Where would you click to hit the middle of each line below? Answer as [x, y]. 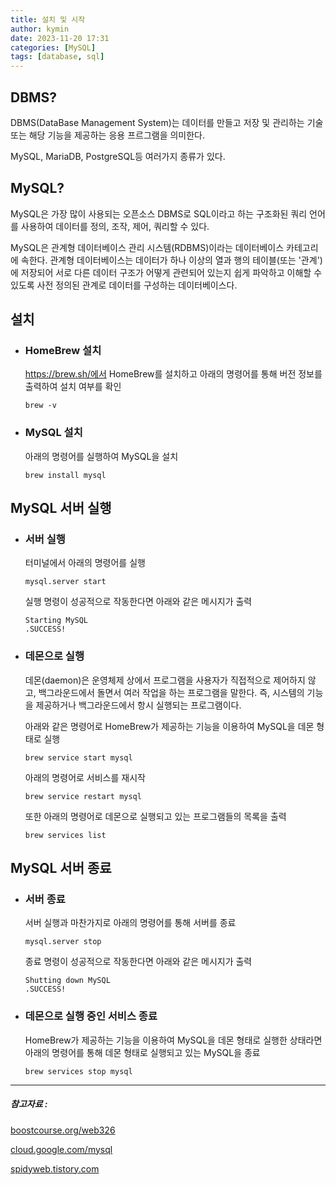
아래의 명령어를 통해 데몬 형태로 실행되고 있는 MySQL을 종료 [142, 1052]
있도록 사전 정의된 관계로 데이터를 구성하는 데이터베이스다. [124, 285]
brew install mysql [65, 475]
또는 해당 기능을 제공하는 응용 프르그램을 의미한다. [108, 135]
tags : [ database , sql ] [57, 57]
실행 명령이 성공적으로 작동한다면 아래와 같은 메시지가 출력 [138, 602]
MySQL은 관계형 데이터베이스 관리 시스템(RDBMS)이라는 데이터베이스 [147, 247]
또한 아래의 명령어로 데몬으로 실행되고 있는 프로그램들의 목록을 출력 [155, 816]
